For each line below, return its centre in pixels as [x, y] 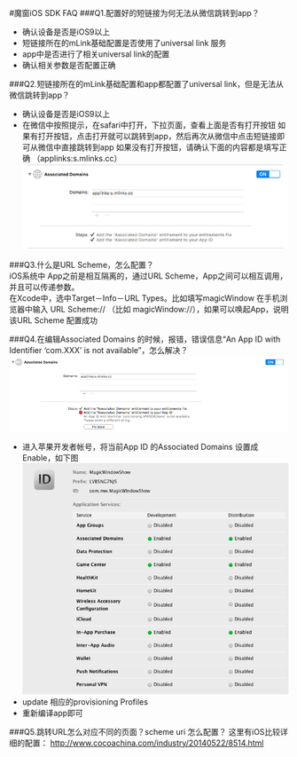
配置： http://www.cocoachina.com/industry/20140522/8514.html [144, 743]
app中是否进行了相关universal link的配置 [96, 54]
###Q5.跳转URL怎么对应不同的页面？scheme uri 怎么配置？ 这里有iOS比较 [145, 731]
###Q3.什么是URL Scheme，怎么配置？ [82, 265]
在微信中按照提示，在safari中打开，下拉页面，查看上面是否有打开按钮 [149, 125]
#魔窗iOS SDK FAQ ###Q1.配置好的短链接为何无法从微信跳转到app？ [134, 13]
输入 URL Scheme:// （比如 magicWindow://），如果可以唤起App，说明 [161, 310]
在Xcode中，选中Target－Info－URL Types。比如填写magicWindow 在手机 [145, 298]
